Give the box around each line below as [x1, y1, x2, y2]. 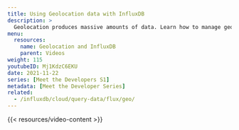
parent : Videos [20, 50, 65, 57]
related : [7, 89, 33, 96]
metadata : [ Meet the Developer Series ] [7, 83, 126, 90]
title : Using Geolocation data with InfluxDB [7, 10, 144, 18]
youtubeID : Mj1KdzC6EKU [7, 63, 78, 70]
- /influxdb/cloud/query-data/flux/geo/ [14, 96, 135, 103]
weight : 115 [7, 57, 43, 64]
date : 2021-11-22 [7, 69, 59, 76]
